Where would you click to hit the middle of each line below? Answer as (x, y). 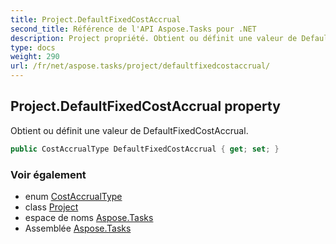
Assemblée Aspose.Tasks (78, 228)
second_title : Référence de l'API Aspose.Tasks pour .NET (133, 29)
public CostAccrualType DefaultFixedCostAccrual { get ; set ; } (145, 149)
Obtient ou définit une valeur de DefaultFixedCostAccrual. (129, 130)
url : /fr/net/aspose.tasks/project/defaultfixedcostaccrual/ (140, 66)
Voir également (48, 174)
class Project (51, 207)
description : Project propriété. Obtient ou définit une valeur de (154, 38)
